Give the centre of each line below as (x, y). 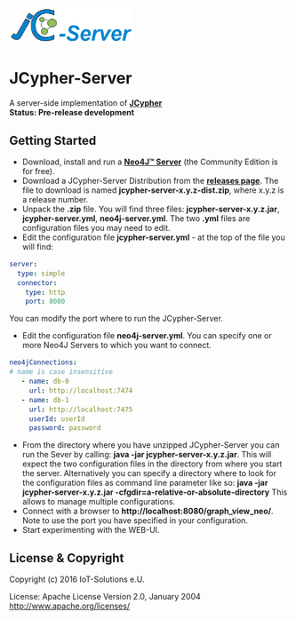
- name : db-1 (45, 400)
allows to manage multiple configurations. (99, 502)
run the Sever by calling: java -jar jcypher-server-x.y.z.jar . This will (147, 455)
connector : (37, 282)
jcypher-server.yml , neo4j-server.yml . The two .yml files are (136, 218)
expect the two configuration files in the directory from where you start (152, 464)
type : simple (41, 274)
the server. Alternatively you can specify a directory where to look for (149, 473)
